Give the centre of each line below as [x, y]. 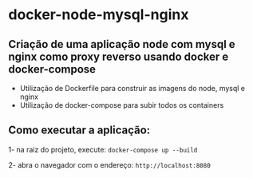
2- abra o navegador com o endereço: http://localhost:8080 [110, 164]
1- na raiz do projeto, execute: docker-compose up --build [103, 149]
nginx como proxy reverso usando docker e [119, 56]
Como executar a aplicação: [79, 131]
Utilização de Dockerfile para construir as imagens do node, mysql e [132, 88]
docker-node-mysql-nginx [99, 15]
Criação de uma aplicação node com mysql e [122, 44]
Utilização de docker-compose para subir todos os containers [122, 105]
